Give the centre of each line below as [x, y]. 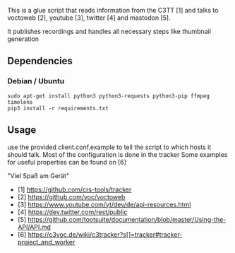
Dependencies [40, 61]
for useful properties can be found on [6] [67, 162]
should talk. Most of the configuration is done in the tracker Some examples [117, 154]
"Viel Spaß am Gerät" [38, 175]
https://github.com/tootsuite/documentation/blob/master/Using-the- [127, 219]
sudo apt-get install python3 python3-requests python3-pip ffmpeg [109, 96]
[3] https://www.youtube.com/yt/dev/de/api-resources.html [104, 204]
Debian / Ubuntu [36, 81]
